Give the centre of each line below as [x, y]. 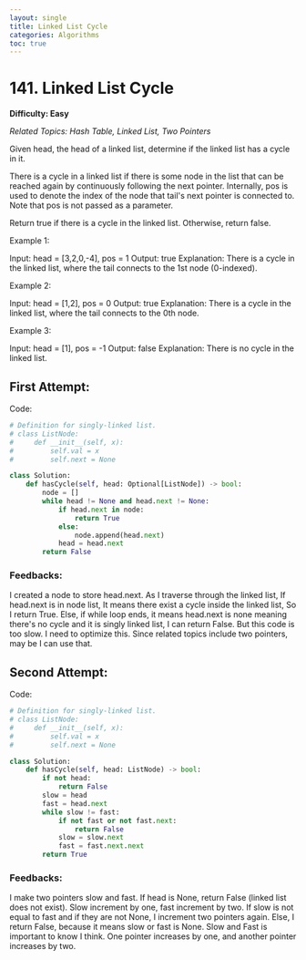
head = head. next [91, 543]
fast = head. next [75, 803]
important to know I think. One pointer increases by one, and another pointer [153, 936]
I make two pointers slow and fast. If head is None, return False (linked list [148, 898]
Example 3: [31, 331]
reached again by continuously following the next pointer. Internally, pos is [149, 186]
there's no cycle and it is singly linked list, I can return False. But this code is [152, 625]
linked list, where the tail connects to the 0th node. [104, 313]
